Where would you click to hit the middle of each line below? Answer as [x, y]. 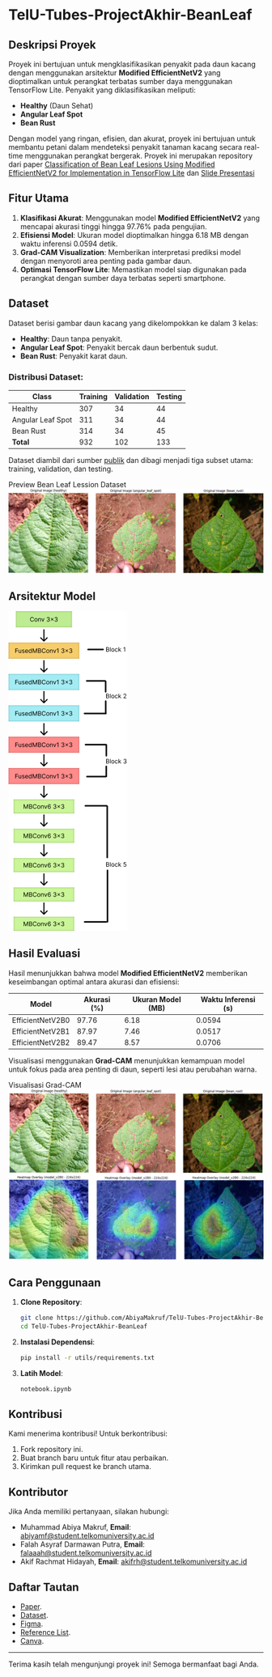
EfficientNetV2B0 [41, 1020]
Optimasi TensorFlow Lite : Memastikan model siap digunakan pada [133, 270]
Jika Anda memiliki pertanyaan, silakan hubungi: [89, 1512]
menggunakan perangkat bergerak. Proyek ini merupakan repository [139, 156]
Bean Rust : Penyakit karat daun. [74, 356]
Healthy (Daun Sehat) [57, 106]
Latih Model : [41, 1373]
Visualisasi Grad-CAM [45, 1085]
